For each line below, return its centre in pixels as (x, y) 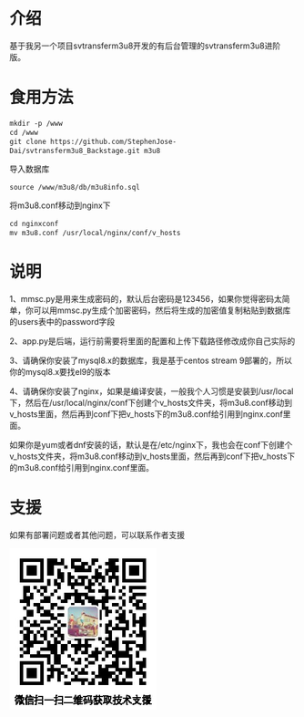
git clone (28, 141)
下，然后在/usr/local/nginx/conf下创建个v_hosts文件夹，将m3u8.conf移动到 (151, 402)
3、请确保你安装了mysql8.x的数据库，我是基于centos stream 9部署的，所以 (151, 360)
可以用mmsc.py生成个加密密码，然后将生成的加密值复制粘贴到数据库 (162, 310)
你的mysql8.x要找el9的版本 (60, 371)
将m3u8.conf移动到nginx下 (60, 205)
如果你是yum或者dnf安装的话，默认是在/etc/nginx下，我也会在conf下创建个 (151, 444)
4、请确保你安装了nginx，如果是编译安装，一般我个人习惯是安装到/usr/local (152, 391)
